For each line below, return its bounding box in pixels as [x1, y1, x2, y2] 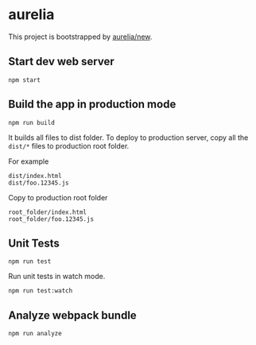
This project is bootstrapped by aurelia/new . [8, 32, 153, 41]
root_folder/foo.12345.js [8, 215, 94, 223]
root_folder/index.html [8, 208, 87, 216]
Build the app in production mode [8, 98, 176, 111]
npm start [8, 76, 41, 84]
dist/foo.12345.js [8, 179, 69, 187]
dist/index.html [8, 172, 62, 180]
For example [8, 157, 49, 166]
